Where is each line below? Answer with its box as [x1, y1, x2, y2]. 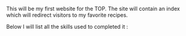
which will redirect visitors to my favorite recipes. [6, 11, 128, 19]
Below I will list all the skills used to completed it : [6, 23, 128, 30]
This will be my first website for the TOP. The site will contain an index [6, 5, 181, 12]
